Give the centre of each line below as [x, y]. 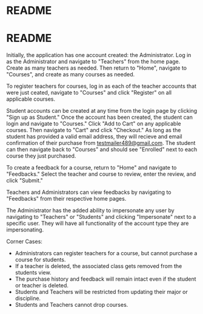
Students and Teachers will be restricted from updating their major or [101, 292]
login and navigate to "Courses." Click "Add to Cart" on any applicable [94, 124]
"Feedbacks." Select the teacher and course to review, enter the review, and [101, 174]
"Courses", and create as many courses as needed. [71, 75]
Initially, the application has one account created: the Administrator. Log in [99, 55]
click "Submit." [25, 181]
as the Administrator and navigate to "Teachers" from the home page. [93, 62]
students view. [33, 273]
